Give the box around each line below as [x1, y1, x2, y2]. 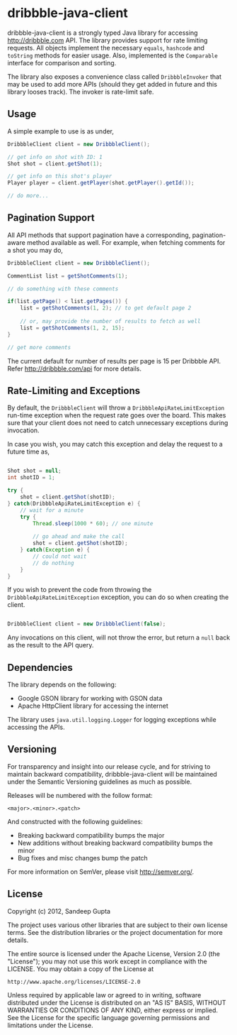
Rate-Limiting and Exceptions [7, 385, 141, 397]
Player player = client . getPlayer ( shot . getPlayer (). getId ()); [7, 180, 195, 187]
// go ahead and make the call [33, 533, 125, 540]
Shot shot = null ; [7, 467, 62, 475]
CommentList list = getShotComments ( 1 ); [7, 272, 129, 280]
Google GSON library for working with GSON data [17, 694, 163, 703]
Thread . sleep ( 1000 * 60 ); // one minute [33, 520, 154, 527]
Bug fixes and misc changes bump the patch [17, 853, 149, 862]
